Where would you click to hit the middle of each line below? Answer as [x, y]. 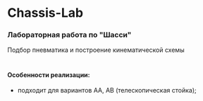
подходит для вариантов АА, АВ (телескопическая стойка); [107, 90]
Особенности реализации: [49, 74]
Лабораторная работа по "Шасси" [69, 35]
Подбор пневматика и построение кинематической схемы [96, 50]
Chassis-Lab [45, 13]
